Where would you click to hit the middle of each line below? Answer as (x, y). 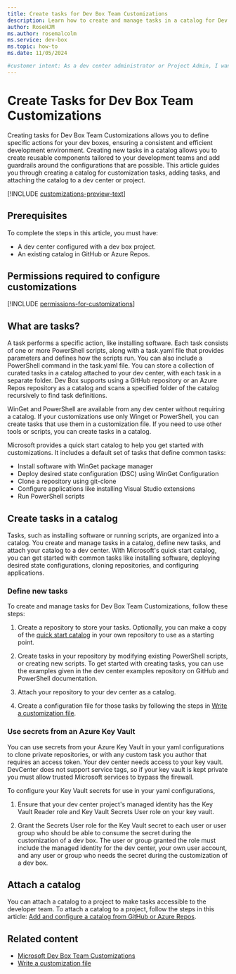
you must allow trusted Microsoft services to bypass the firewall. (101, 777)
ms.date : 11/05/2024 (38, 54)
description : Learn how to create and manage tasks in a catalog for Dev (118, 20)
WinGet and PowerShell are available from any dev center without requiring (116, 409)
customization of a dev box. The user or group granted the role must (117, 840)
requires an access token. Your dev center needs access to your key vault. (115, 762)
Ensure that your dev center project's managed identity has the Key (115, 804)
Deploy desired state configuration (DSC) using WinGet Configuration (118, 474)
